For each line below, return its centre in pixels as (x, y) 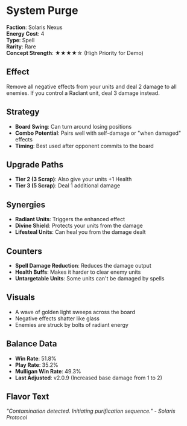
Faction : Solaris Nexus (35, 27)
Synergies (26, 205)
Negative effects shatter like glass (57, 318)
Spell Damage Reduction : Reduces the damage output (83, 266)
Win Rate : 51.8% (36, 358)
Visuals (21, 298)
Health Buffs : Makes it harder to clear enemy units (78, 272)
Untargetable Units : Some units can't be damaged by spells (90, 278)
